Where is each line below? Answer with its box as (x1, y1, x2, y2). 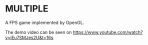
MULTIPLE (5, 3, 48, 14)
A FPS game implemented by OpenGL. (5, 19, 84, 25)
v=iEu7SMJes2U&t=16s (5, 34, 53, 40)
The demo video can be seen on (5, 29, 72, 35)
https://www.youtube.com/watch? (72, 29, 143, 35)
